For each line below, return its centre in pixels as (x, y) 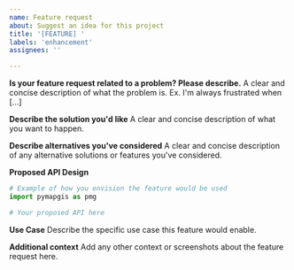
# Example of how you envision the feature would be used (118, 189)
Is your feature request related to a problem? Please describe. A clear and (147, 83)
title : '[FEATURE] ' (47, 34)
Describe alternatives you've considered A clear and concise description (145, 146)
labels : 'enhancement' (51, 42)
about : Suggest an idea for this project (87, 26)
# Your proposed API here (57, 212)
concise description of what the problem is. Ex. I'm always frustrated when (146, 93)
